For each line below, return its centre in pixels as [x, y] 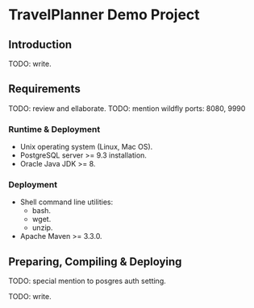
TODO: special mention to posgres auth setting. [87, 281]
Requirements [44, 89]
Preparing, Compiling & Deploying [95, 262]
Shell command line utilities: [67, 202]
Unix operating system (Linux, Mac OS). [86, 147]
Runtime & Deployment [54, 129]
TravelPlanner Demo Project [104, 15]
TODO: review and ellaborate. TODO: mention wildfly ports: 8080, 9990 [127, 108]
